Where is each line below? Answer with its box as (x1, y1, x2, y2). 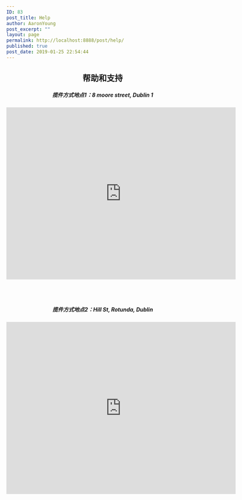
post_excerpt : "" (6, 26, 51, 32)
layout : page (6, 32, 40, 38)
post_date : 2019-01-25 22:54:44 (6, 49, 89, 55)
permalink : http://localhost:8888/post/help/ (6, 37, 124, 43)
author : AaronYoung (6, 20, 56, 26)
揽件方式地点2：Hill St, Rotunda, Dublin (52, 305, 153, 313)
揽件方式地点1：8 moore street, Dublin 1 (51, 91, 154, 99)
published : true (6, 43, 48, 50)
